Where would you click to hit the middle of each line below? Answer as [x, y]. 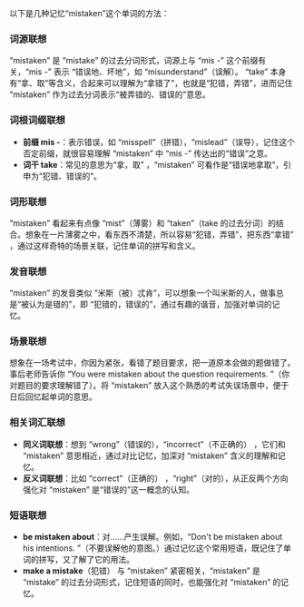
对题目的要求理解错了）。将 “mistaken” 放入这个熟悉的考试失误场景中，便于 [149, 386]
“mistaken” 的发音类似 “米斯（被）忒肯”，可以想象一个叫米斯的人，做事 [143, 293]
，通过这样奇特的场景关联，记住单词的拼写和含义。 [105, 245]
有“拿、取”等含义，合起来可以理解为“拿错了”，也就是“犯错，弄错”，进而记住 [151, 83]
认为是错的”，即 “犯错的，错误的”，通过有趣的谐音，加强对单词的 [150, 304]
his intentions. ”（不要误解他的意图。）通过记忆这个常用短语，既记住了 [153, 548]
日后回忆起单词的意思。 [53, 397]
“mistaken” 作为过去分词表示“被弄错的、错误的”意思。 [110, 94]
